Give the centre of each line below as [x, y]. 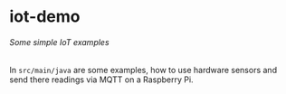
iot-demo [45, 17]
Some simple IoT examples [60, 42]
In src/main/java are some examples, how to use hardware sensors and [143, 70]
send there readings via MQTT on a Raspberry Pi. [101, 80]
